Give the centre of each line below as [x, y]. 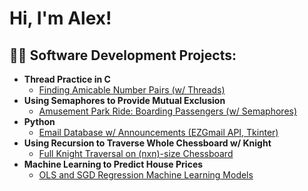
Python [39, 121]
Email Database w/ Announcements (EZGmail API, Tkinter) [158, 132]
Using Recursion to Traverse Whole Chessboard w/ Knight [147, 143]
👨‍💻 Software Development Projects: [123, 55]
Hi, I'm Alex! [60, 18]
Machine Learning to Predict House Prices [113, 164]
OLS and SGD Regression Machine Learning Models [146, 175]
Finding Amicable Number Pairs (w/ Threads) [132, 90]
